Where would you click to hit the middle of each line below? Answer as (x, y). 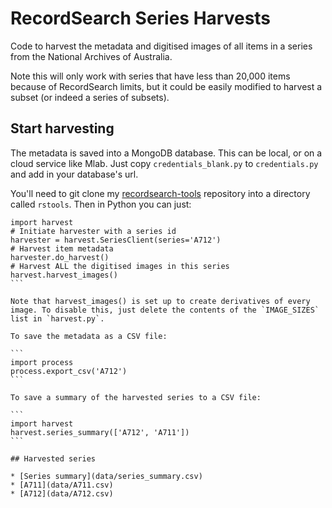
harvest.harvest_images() (64, 275)
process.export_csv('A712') (69, 371)
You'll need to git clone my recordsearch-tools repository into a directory (160, 193)
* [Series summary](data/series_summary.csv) (106, 476)
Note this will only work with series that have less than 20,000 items (150, 76)
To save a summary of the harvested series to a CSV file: (136, 397)
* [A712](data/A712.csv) (62, 493)
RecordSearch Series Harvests (141, 18)
